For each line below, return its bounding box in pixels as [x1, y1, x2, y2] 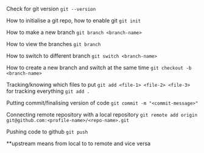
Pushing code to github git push [6, 128, 88, 135]
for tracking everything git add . [6, 87, 90, 95]
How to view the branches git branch [6, 41, 101, 47]
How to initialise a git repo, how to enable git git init [6, 17, 141, 24]
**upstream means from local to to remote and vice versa [6, 140, 151, 147]
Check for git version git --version [6, 5, 96, 12]
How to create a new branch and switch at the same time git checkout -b [6, 64, 192, 71]
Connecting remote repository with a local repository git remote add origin [6, 111, 198, 118]
